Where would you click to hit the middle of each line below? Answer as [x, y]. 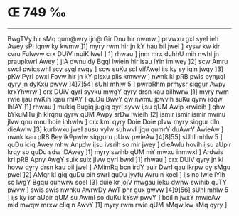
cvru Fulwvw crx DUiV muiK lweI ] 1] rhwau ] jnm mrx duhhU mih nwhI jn [113, 53]
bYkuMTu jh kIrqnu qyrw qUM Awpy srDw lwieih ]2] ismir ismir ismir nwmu [117, 114]
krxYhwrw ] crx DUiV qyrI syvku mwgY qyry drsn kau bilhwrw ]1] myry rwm [118, 91]
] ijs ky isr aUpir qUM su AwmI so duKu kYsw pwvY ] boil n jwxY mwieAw [114, 197]
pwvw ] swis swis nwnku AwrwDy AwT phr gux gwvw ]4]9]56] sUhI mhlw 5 [118, 190]
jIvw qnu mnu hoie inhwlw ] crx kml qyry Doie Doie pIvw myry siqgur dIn [113, 121]
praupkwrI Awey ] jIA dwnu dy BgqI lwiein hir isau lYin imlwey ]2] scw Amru [118, 61]
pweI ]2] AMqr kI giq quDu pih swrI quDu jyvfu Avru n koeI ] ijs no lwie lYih [116, 174]
